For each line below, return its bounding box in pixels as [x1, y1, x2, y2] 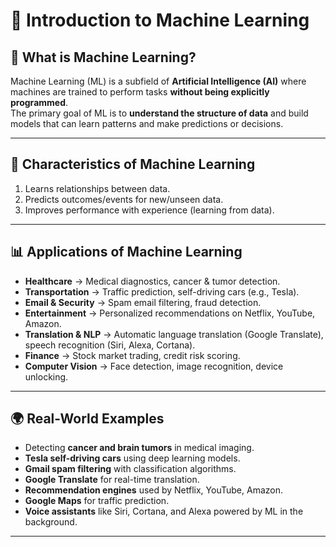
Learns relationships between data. [24, 182, 171, 194]
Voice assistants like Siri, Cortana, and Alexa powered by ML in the [24, 505, 304, 518]
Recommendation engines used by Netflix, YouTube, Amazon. [24, 484, 283, 496]
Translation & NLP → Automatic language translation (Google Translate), [24, 328, 324, 340]
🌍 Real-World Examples [10, 410, 165, 428]
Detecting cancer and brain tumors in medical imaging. [24, 442, 255, 454]
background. [24, 516, 78, 528]
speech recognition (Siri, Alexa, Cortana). [24, 339, 196, 351]
